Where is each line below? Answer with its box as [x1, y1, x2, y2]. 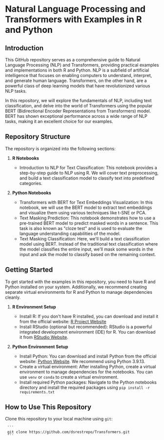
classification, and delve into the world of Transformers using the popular [5, 103, 153, 108]
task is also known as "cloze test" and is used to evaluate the [19, 225, 143, 231]
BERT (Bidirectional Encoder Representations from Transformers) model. [5, 108, 151, 114]
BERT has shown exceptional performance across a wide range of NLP [5, 113, 147, 119]
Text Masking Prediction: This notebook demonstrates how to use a [19, 215, 155, 221]
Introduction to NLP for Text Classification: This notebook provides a [19, 164, 157, 170]
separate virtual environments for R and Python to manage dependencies [5, 289, 153, 295]
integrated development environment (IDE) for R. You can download [19, 329, 156, 335]
